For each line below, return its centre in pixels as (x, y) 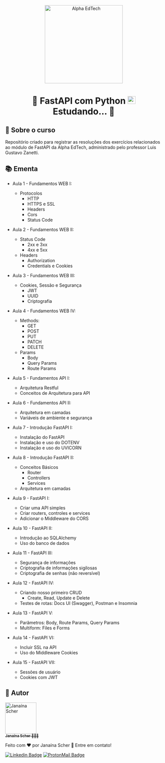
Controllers (39, 478)
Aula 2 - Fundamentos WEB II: (43, 229)
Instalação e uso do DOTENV (50, 442)
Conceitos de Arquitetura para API (55, 393)
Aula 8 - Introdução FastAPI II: (43, 457)
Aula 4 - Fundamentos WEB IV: (44, 311)
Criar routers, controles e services (55, 513)
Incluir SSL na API (38, 647)
